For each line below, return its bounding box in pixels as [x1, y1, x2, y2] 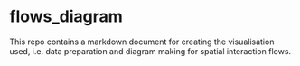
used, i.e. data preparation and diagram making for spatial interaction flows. [9, 45, 292, 56]
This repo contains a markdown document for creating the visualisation [9, 36, 275, 47]
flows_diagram [9, 6, 124, 27]
